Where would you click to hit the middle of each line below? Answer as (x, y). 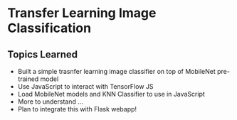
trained (28, 79)
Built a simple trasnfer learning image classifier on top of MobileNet (116, 71)
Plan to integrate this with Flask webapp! (77, 109)
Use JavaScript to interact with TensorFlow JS (86, 86)
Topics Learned (43, 54)
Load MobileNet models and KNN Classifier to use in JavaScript (111, 94)
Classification (49, 28)
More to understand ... (51, 102)
